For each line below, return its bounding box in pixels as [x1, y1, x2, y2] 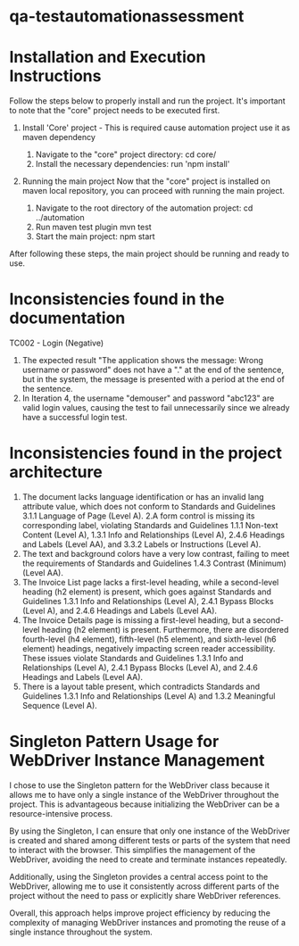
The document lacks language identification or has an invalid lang [21, 492, 265, 502]
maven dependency [21, 132, 96, 143]
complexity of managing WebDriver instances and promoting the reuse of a [9, 917, 287, 927]
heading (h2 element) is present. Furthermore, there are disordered [41, 625, 289, 635]
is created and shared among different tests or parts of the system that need [9, 834, 291, 845]
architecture [9, 462, 103, 483]
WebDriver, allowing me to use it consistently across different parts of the [9, 881, 279, 892]
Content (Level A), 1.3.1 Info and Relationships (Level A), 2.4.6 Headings [21, 529, 286, 540]
